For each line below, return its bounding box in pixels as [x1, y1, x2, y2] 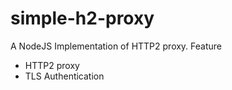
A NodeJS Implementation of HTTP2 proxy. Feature [10, 40, 223, 52]
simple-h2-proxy [10, 7, 155, 30]
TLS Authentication [24, 70, 105, 82]
